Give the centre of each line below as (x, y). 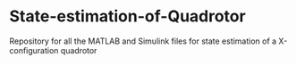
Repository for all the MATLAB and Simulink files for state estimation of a (143, 41)
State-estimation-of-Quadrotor (127, 16)
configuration (34, 50)
